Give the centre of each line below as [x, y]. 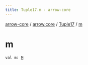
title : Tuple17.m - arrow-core [38, 10]
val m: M [14, 57]
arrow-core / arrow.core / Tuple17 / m [44, 24]
